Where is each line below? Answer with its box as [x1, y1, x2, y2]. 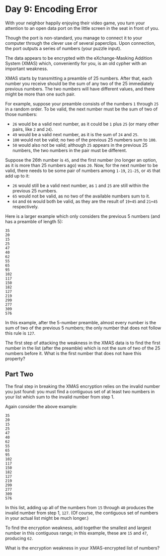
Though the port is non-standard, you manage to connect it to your [5, 35, 143, 41]
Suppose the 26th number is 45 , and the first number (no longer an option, [5, 157, 158, 163]
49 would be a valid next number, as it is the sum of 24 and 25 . [12, 131, 139, 137]
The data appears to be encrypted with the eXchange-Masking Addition [5, 55, 153, 61]
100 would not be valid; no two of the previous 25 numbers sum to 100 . [12, 137, 157, 143]
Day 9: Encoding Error [5, 3, 98, 15]
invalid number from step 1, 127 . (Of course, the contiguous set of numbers [5, 510, 159, 516]
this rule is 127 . [5, 330, 36, 336]
